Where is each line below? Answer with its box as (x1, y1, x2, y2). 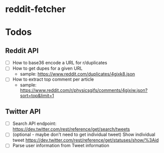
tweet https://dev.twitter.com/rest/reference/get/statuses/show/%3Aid (12, 137, 159, 143)
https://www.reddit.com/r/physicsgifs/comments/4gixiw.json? (20, 87, 148, 93)
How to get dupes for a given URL (12, 65, 83, 71)
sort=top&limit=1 (20, 93, 54, 99)
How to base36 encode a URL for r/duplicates (12, 60, 107, 66)
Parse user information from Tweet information (12, 142, 109, 148)
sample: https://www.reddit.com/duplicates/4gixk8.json (20, 71, 135, 77)
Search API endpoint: (12, 120, 57, 126)
